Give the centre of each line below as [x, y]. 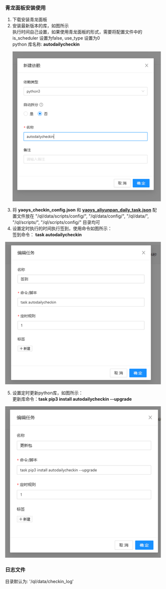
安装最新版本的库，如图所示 [41, 26]
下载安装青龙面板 [30, 20]
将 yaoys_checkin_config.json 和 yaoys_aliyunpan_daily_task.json [82, 210]
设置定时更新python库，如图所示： [47, 393]
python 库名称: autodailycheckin [46, 44]
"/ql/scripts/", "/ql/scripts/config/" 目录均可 [56, 222]
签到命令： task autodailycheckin [47, 234]
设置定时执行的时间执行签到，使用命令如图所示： [62, 228]
